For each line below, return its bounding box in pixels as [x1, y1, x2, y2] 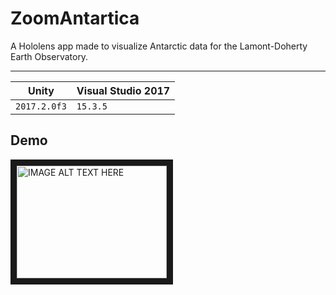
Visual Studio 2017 [76, 83, 171, 97]
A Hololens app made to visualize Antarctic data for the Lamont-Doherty [10, 40, 308, 52]
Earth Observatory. [10, 50, 89, 62]
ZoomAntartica [10, 7, 140, 30]
